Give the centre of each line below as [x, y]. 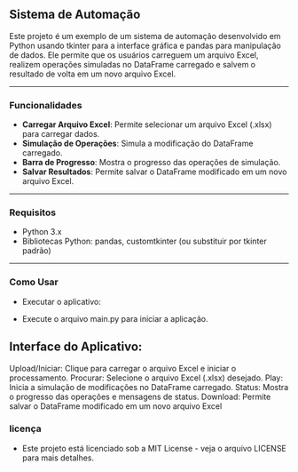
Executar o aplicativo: [62, 301]
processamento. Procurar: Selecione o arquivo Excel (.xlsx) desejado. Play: [146, 378]
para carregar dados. [61, 134]
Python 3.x [42, 232]
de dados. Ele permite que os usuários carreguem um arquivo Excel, [134, 55]
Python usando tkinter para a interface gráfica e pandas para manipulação [145, 45]
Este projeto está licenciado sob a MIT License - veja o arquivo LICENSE [154, 448]
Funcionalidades [46, 105]
